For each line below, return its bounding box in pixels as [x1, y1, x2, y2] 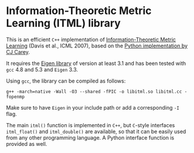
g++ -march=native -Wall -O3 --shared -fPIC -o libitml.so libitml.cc [6, 89, 182, 94]
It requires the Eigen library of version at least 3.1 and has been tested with [6, 60, 186, 67]
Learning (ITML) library [6, 16, 121, 30]
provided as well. [6, 140, 47, 147]
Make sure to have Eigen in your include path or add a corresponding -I [6, 104, 180, 111]
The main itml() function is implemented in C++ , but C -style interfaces [6, 121, 175, 128]
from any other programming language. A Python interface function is [6, 134, 175, 141]
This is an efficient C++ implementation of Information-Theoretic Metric [6, 36, 176, 43]
